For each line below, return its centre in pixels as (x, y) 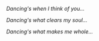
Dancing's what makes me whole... (50, 31)
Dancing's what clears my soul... (47, 20)
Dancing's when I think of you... (46, 9)
